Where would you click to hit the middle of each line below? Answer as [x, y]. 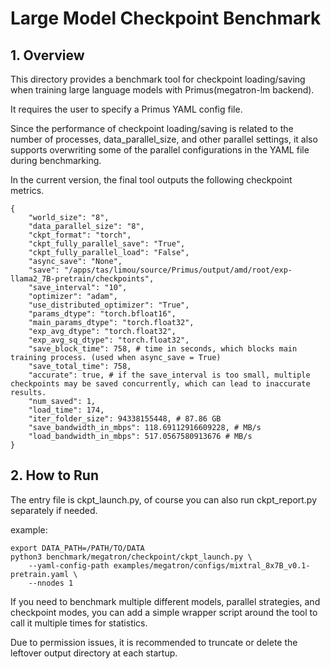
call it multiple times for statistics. [79, 623]
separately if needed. [54, 510]
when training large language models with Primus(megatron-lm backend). [162, 90]
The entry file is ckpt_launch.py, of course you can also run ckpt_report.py [164, 499]
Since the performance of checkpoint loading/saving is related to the [152, 128]
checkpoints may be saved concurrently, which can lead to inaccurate [160, 384]
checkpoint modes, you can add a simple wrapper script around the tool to [164, 612]
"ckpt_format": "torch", [80, 235]
